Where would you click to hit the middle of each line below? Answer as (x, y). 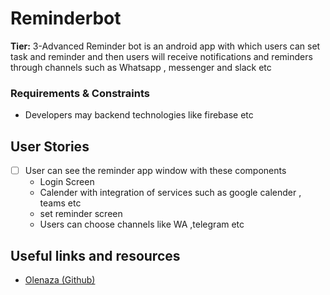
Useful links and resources (95, 255)
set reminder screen (81, 214)
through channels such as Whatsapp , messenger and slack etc (141, 67)
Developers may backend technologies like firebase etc (139, 115)
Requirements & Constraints (80, 93)
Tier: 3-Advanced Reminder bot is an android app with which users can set (165, 46)
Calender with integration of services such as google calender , (170, 193)
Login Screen (67, 182)
